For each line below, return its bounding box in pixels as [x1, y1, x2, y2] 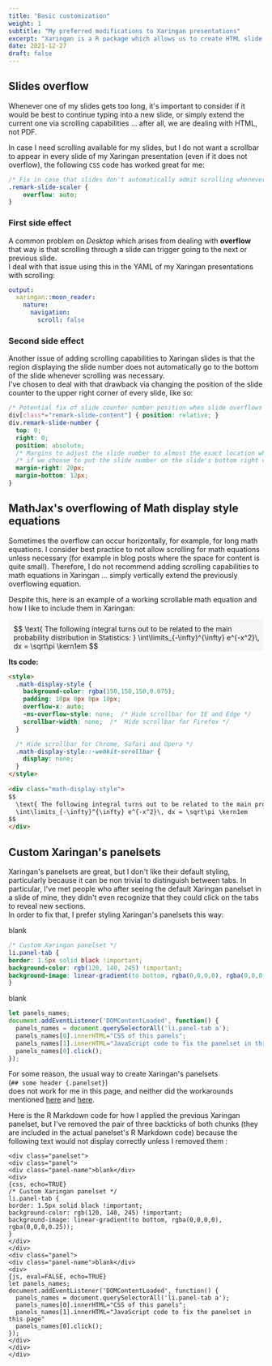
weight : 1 [8, 19, 42, 28]
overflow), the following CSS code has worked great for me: [8, 160, 205, 169]
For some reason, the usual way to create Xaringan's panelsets [8, 1069, 219, 1079]
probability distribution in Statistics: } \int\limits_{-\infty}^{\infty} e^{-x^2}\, [13, 632, 260, 642]
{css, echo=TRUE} [8, 1180, 67, 1188]
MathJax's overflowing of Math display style [8, 502, 239, 516]
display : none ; [23, 755, 74, 763]
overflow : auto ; [23, 191, 79, 199]
